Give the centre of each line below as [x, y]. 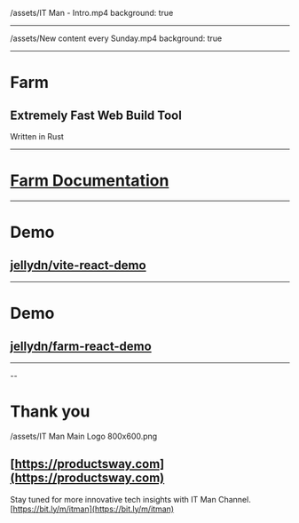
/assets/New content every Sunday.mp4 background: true [116, 38]
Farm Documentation [90, 181]
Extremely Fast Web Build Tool [96, 115]
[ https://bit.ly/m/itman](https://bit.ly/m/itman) [92, 509]
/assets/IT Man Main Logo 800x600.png [84, 436]
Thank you [50, 412]
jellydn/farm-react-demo [81, 346]
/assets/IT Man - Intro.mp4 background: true [92, 13]
